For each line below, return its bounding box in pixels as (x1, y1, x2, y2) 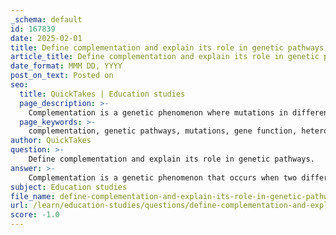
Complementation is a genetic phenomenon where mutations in (28, 107, 288, 118)
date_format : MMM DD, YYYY (10, 61, 123, 71)
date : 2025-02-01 (10, 33, 83, 43)
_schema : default (10, 14, 83, 25)
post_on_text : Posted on (10, 71, 114, 81)
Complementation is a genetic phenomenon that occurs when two (28, 172, 298, 183)
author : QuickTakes (10, 136, 92, 146)
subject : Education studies (10, 182, 128, 192)
